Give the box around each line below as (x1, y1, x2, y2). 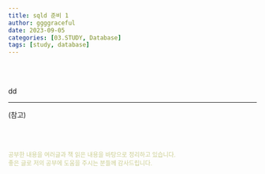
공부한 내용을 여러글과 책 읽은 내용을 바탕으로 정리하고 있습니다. (8, 151, 176, 159)
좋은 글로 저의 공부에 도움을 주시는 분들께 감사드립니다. (8, 159, 153, 168)
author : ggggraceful (8, 19, 77, 27)
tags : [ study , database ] (8, 41, 90, 49)
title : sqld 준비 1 (8, 11, 69, 20)
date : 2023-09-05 (8, 26, 65, 34)
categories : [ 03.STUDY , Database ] (8, 33, 122, 42)
